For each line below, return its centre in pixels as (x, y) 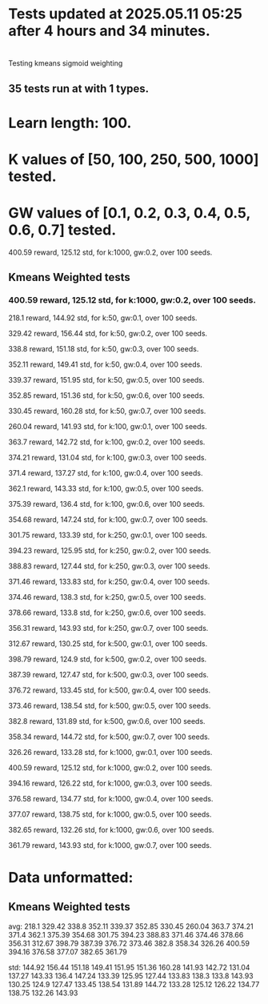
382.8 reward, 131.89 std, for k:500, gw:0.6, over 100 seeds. (107, 721)
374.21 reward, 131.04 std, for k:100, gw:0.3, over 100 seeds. (107, 457)
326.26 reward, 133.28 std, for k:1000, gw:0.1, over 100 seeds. (110, 752)
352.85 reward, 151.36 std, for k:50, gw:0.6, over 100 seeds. (107, 395)
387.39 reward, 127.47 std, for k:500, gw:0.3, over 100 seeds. (109, 674)
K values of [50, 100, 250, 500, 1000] (134, 160)
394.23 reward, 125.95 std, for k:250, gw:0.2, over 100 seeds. (110, 550)
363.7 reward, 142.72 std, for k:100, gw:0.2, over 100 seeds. (107, 442)
